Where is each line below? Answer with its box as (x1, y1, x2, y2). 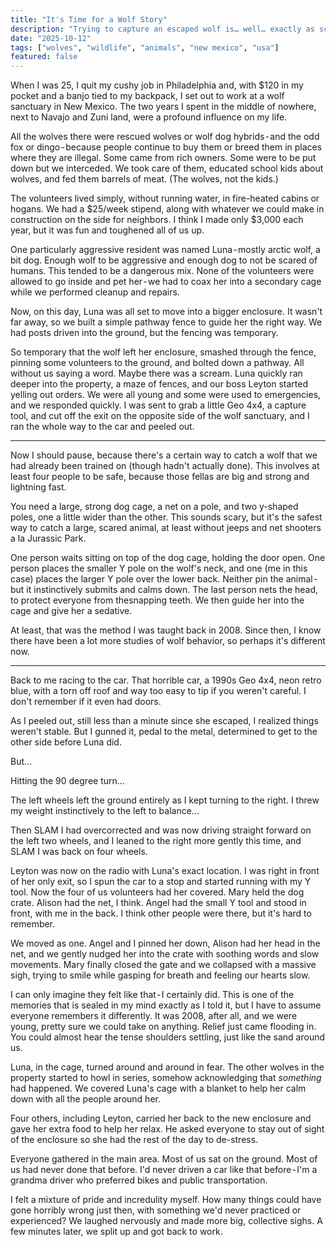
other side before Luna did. (10, 736, 122, 748)
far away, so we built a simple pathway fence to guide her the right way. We (10, 316, 323, 328)
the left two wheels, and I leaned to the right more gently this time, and (10, 835, 302, 847)
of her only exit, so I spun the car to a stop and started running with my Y (10, 876, 312, 888)
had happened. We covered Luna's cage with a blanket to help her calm (10, 1082, 307, 1095)
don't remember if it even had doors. (10, 696, 162, 708)
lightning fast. (10, 481, 67, 493)
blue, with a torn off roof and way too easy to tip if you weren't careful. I (10, 685, 307, 697)
